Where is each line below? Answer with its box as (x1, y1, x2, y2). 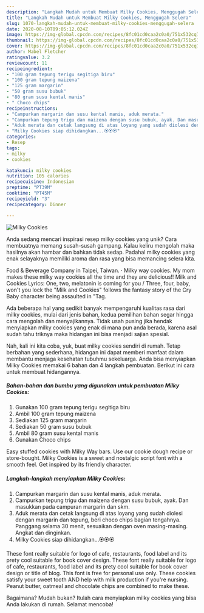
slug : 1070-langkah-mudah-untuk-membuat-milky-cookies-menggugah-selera (6, 20, 194, 26)
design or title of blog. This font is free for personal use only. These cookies (6, 570, 196, 577)
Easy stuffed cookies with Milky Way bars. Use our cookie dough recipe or (6, 448, 193, 455)
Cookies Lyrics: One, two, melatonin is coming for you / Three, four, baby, (6, 279, 191, 287)
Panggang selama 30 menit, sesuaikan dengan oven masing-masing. (15, 523, 188, 530)
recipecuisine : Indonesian (6, 179, 75, 185)
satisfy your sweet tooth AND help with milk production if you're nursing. (6, 576, 188, 583)
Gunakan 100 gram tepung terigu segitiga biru (15, 404, 131, 411)
